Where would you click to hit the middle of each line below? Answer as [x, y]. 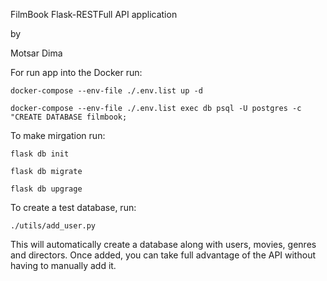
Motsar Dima [36, 53]
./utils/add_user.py [53, 226]
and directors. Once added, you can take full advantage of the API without [163, 255]
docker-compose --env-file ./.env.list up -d [106, 91]
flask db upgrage [46, 189]
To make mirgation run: [58, 135]
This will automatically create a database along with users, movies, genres [163, 244]
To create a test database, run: [73, 207]
